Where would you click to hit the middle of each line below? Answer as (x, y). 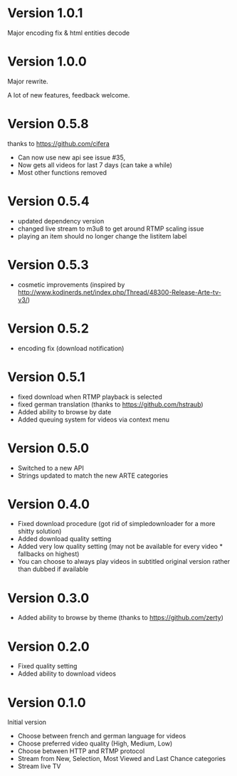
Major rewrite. (28, 81)
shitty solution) (39, 531)
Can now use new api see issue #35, (72, 157)
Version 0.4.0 (49, 504)
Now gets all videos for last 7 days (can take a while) (95, 164)
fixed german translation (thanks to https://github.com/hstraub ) (111, 404)
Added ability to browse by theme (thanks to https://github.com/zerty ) (121, 618)
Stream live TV (39, 766)
